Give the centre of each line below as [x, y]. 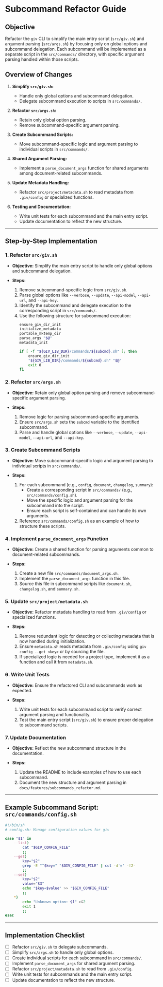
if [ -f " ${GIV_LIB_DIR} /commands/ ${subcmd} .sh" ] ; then [78, 351]
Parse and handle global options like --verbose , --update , [76, 432]
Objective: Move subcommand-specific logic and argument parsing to [83, 460]
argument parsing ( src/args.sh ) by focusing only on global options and [76, 44]
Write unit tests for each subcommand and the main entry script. [84, 216]
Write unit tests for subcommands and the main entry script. [72, 974]
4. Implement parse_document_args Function [57, 538]
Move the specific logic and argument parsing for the [80, 500]
